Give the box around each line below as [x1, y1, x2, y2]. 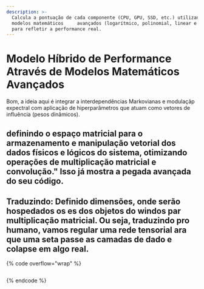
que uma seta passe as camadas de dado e [6, 234, 172, 245]
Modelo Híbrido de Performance [6, 52, 172, 66]
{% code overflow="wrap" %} [6, 260, 82, 267]
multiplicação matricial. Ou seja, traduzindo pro [6, 215, 190, 225]
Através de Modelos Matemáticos [6, 65, 180, 79]
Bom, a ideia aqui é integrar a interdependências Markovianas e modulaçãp [6, 98, 195, 105]
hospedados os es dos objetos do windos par [6, 206, 181, 216]
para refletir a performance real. [12, 25, 102, 32]
